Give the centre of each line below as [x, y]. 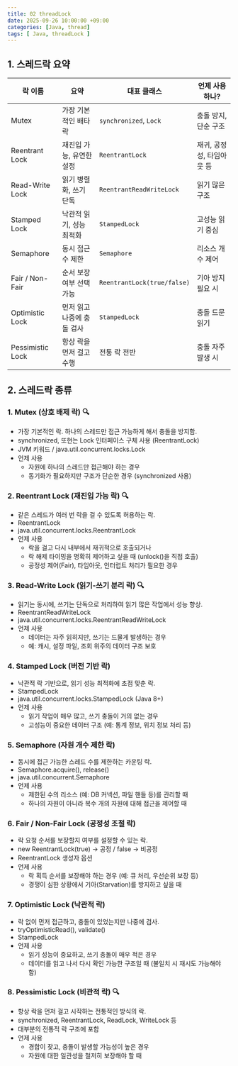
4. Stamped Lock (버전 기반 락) [59, 666]
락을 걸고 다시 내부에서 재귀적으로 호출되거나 [90, 548]
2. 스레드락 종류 [40, 390]
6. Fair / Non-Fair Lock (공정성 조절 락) [72, 823]
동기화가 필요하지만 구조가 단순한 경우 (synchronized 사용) [110, 475]
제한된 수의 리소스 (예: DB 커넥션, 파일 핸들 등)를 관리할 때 [108, 794]
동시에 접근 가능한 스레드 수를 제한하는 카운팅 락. [85, 761]
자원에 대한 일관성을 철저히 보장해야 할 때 [85, 1055]
